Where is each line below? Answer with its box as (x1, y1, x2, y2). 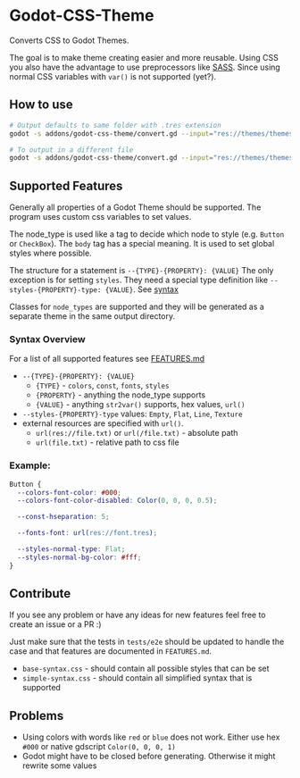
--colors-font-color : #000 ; (17, 488, 122, 497)
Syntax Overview (9, 332, 87, 345)
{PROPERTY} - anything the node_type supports (35, 389, 206, 400)
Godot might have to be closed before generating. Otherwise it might (21, 751, 276, 762)
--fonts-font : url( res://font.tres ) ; (17, 529, 158, 538)
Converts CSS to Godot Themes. (9, 35, 129, 46)
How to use (9, 97, 73, 113)
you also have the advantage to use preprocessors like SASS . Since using (9, 62, 281, 72)
